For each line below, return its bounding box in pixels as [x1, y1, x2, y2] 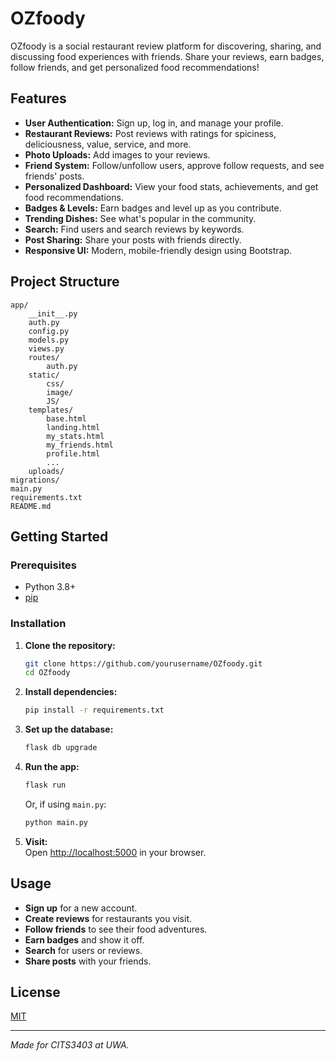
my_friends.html [46, 440, 114, 450]
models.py [28, 335, 70, 345]
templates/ [28, 405, 74, 415]
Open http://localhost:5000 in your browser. [24, 846, 207, 858]
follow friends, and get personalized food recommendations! [10, 61, 260, 73]
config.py [28, 326, 70, 336]
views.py [28, 343, 65, 354]
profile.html [46, 448, 101, 459]
